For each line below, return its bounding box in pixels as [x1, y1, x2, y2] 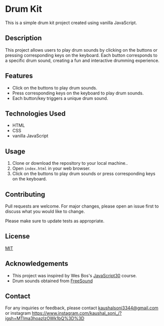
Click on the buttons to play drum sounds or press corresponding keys [12, 171, 156, 177]
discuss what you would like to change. [5, 208, 85, 214]
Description [5, 34, 42, 42]
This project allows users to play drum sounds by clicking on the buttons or [5, 47, 158, 53]
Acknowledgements [5, 260, 68, 268]
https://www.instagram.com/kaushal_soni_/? [32, 310, 122, 316]
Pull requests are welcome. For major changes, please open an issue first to [5, 203, 159, 209]
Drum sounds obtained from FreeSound [12, 278, 93, 284]
